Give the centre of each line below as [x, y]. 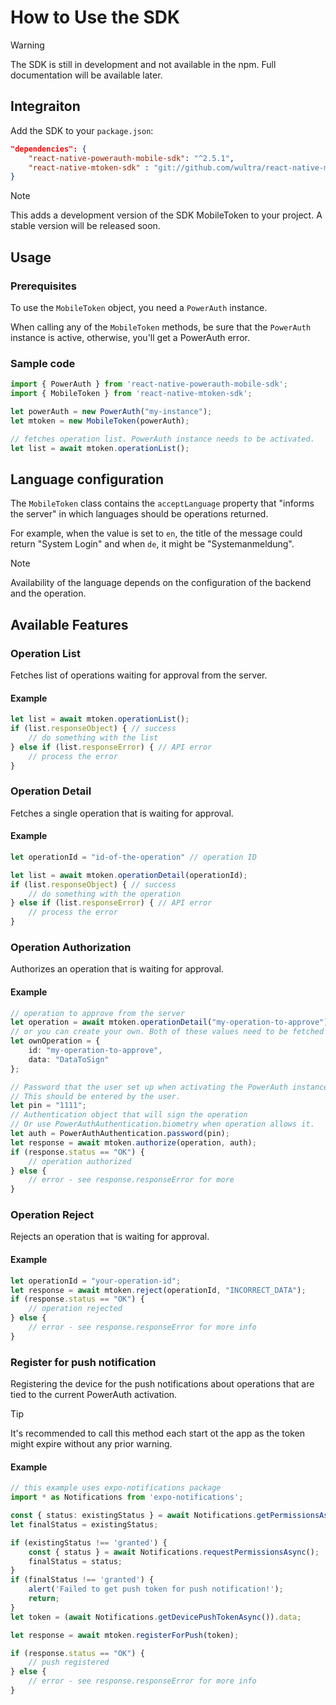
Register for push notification [83, 1362]
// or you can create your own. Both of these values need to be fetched [167, 1032]
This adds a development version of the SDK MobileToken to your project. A [166, 215]
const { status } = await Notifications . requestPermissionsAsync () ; [174, 1552]
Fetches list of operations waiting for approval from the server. [139, 675]
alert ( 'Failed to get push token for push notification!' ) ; [156, 1589]
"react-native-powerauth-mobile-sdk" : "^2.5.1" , [131, 158]
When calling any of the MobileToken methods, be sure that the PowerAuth [161, 327]
